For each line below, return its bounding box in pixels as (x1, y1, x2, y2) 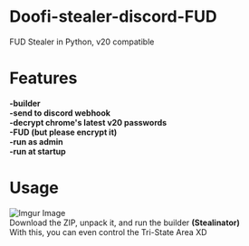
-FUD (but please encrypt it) (9, 127, 118, 137)
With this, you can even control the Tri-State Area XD (9, 226, 207, 237)
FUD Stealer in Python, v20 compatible (9, 36, 155, 47)
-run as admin (9, 136, 63, 147)
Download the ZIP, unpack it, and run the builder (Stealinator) (9, 217, 240, 228)
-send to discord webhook (9, 107, 111, 118)
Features (9, 68, 78, 89)
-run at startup (9, 146, 66, 156)
